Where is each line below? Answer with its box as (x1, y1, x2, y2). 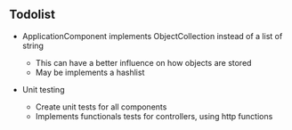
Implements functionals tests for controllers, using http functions (35, 110, 273, 121)
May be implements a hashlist (35, 67, 145, 77)
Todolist (9, 7, 56, 22)
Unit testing (21, 84, 65, 94)
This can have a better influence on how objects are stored (35, 57, 252, 68)
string (21, 40, 45, 51)
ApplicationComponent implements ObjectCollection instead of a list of (21, 30, 283, 41)
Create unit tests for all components (35, 102, 167, 112)
